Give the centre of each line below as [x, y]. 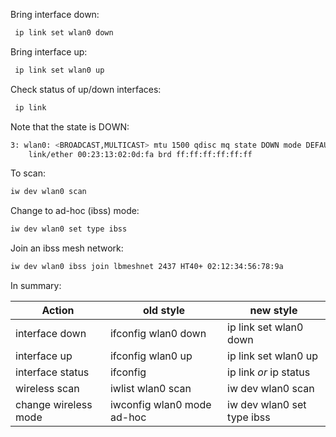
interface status [52, 372]
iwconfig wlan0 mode [160, 404]
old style [164, 310]
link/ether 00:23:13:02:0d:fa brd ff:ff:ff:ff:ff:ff [140, 154]
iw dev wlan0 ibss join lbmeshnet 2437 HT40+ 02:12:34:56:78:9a [147, 267]
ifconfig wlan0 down [158, 333]
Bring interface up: [49, 51]
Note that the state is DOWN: [70, 126]
